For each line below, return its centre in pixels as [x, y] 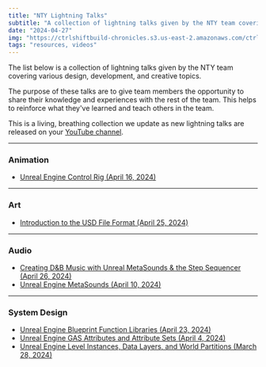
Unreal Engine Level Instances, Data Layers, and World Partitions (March [138, 346]
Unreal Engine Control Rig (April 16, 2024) [88, 177]
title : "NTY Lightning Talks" [58, 15]
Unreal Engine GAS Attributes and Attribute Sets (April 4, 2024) [123, 338]
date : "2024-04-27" [40, 30]
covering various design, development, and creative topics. [105, 76]
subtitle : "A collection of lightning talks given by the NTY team [122, 23]
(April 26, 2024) [46, 276]
